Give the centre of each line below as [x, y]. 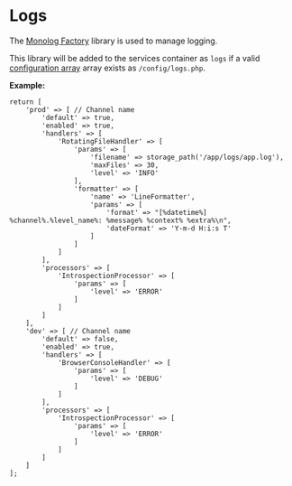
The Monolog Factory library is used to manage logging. [114, 41]
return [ [26, 102]
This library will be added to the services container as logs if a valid [135, 58]
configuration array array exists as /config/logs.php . [107, 68]
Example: [27, 85]
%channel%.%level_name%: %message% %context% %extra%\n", [120, 220]
